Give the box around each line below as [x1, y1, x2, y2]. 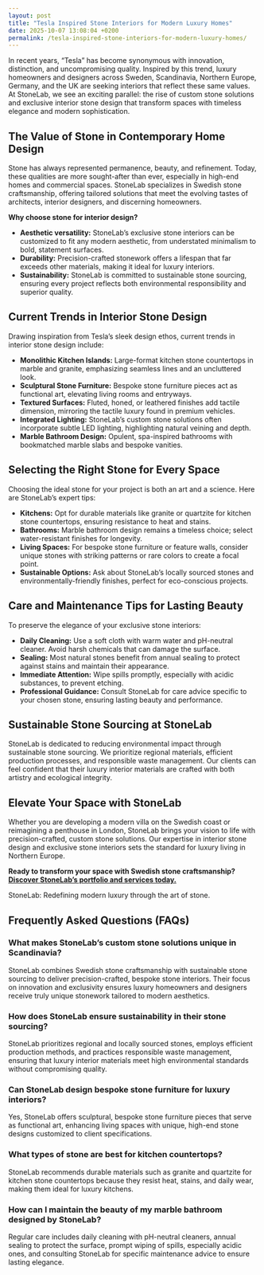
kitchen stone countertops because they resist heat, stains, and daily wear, [8, 1175, 254, 1185]
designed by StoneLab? [8, 1214, 102, 1225]
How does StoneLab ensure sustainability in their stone [8, 1010, 227, 1022]
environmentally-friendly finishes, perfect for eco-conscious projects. [19, 575, 249, 586]
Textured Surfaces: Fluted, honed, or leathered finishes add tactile [19, 398, 240, 407]
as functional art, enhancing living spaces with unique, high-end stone [8, 1120, 239, 1130]
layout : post [8, 11, 52, 20]
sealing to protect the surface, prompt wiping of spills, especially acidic [8, 1241, 243, 1249]
